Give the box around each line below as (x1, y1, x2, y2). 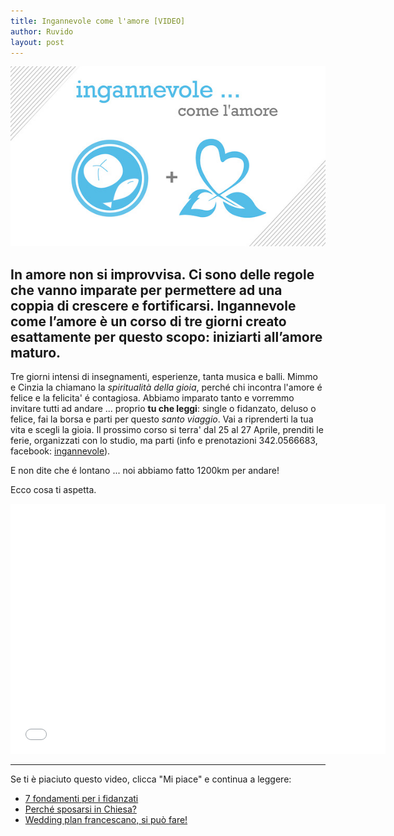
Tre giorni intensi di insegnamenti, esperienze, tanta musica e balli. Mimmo (10, 371, 319, 383)
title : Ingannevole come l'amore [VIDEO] (10, 16, 186, 26)
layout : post (10, 37, 65, 47)
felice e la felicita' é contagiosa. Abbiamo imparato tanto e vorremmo (10, 392, 295, 404)
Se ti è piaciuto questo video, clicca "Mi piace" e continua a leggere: (10, 773, 292, 785)
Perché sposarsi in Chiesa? (24, 803, 137, 815)
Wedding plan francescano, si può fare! (24, 814, 188, 826)
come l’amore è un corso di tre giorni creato (10, 313, 287, 330)
